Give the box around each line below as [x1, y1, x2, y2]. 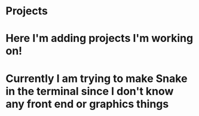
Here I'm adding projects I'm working [5, 32, 194, 45]
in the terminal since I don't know [5, 84, 174, 98]
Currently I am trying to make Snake [5, 72, 188, 85]
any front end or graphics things [5, 97, 169, 111]
